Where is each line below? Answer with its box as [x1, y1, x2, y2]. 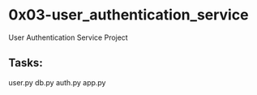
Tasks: [8, 56, 43, 70]
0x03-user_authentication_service [8, 6, 249, 24]
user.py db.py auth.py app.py [8, 77, 106, 87]
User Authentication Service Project [8, 32, 128, 42]
